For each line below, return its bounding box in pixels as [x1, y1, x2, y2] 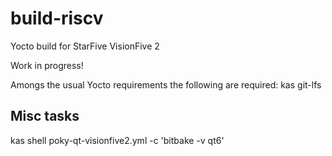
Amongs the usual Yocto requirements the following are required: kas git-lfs [10, 78, 322, 91]
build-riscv [10, 7, 104, 30]
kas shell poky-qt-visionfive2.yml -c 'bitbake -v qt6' [10, 134, 225, 146]
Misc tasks [10, 108, 80, 125]
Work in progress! [10, 59, 84, 71]
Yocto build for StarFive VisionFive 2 [10, 40, 160, 52]
